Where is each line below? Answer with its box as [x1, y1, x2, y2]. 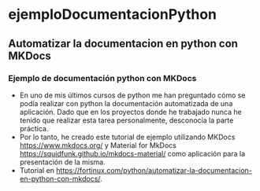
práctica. [19, 123, 49, 133]
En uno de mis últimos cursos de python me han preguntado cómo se [19, 90, 246, 100]
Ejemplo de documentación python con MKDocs [8, 72, 197, 83]
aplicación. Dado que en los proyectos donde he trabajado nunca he [19, 107, 242, 116]
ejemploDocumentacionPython [8, 6, 217, 24]
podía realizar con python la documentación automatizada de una [19, 98, 233, 108]
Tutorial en [19, 165, 55, 174]
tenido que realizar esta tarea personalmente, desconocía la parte [19, 116, 234, 125]
